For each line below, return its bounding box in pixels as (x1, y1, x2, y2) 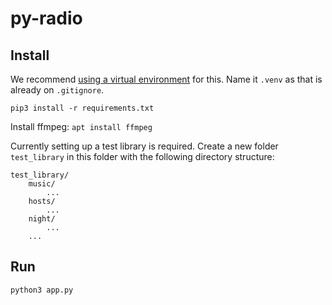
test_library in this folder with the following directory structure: (10, 151, 275, 162)
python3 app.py (10, 285, 74, 295)
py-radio (10, 7, 83, 30)
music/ (28, 179, 56, 189)
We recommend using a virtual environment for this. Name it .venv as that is (10, 73, 323, 85)
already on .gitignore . (10, 84, 105, 96)
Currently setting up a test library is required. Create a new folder (10, 140, 279, 152)
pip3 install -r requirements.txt (10, 103, 155, 113)
